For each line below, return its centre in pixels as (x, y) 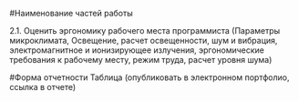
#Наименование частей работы (72, 13)
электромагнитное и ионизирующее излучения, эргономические (137, 50)
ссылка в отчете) (43, 87)
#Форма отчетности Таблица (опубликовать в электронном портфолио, (149, 77)
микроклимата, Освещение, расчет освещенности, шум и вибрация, (144, 40)
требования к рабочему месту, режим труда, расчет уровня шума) (141, 60)
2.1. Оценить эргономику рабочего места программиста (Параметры (145, 30)
